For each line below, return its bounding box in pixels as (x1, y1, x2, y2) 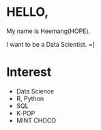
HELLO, (6, 4, 49, 20)
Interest (6, 65, 52, 80)
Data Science (16, 87, 55, 95)
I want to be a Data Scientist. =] (6, 40, 95, 48)
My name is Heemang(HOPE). (6, 27, 91, 35)
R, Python (16, 94, 44, 102)
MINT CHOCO (16, 116, 56, 124)
